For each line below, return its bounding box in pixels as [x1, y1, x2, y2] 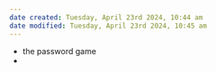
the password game [22, 45, 97, 56]
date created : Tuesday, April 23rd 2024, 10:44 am [9, 12, 203, 22]
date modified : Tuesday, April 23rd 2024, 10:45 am [9, 21, 207, 30]
